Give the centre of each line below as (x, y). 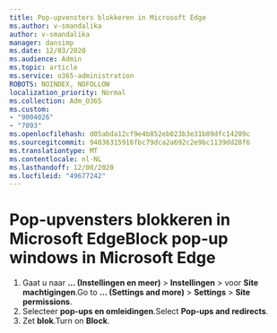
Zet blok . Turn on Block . (66, 321)
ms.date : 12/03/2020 (48, 51)
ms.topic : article (43, 68)
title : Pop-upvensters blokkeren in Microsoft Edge (108, 17)
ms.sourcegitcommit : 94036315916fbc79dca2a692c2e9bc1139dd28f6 (130, 142)
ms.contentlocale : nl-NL (56, 159)
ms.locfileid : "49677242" (57, 175)
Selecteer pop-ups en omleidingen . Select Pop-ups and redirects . (145, 312)
